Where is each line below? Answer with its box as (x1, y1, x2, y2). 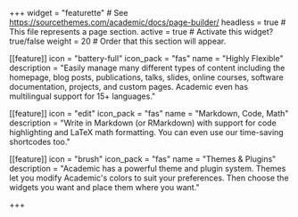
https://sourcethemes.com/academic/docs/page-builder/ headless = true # (9, 17, 286, 28)
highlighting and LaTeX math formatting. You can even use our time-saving (9, 127, 284, 137)
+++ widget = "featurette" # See (9, 8, 128, 18)
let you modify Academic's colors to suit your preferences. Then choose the (9, 173, 289, 183)
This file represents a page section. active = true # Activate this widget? (9, 27, 274, 36)
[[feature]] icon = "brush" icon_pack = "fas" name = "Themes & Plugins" (9, 154, 277, 164)
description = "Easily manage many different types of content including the (9, 62, 286, 73)
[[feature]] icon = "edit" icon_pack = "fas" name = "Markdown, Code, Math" (9, 108, 289, 118)
